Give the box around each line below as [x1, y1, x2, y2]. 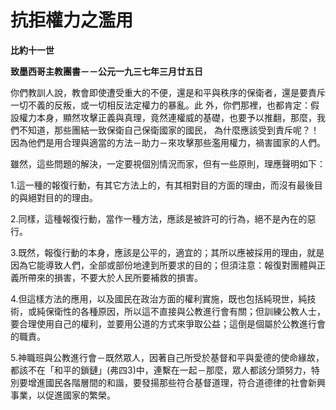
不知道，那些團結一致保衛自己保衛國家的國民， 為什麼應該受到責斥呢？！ [18, 124, 320, 136]
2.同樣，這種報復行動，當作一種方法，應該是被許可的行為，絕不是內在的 [10, 212, 308, 225]
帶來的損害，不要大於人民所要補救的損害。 [27, 271, 203, 283]
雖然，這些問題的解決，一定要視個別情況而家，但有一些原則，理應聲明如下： [10, 157, 326, 170]
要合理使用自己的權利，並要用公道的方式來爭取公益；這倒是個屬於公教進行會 [10, 317, 326, 330]
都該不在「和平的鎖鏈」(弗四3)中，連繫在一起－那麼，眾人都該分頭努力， [10, 364, 312, 376]
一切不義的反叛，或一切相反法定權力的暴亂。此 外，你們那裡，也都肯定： [10, 99, 311, 111]
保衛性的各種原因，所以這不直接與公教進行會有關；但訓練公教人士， [44, 305, 326, 317]
